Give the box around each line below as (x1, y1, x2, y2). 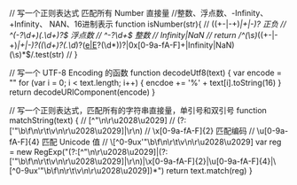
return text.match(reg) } (166, 166, 253, 175)
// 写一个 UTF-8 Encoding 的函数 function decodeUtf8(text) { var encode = (9, 67, 282, 78)
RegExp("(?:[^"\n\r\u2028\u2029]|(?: (34, 147, 168, 157)
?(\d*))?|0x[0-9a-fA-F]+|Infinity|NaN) (97, 40, 235, 50)
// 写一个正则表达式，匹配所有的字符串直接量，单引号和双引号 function (9, 105, 268, 115)
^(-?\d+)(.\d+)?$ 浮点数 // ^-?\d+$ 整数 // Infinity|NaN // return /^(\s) (9, 30, 258, 40)
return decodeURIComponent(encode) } (9, 87, 156, 97)
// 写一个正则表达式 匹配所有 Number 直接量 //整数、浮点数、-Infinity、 (9, 8, 269, 18)
